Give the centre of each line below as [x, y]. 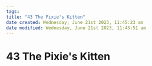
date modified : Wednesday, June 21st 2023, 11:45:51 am [76, 28]
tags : [13, 11]
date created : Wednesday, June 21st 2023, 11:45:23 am [75, 22]
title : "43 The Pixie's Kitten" [46, 17]
